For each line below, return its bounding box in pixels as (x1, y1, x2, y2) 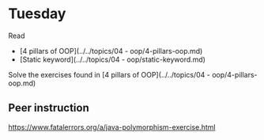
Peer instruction (8, 101, 89, 115)
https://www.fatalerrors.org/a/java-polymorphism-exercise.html (8, 122, 216, 131)
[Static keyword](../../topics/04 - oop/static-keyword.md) (19, 55, 206, 64)
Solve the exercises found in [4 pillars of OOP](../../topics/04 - (8, 70, 211, 79)
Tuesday (8, 5, 66, 23)
